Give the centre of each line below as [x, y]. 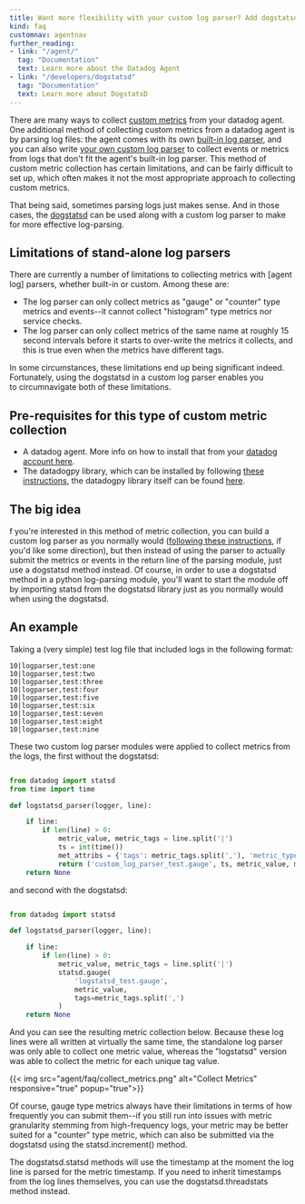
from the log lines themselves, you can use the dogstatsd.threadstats [139, 1181]
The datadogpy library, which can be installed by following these [143, 471]
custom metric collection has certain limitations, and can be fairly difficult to [151, 168]
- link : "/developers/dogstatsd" [73, 77]
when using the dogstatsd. [59, 598]
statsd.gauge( [84, 972]
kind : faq [28, 26]
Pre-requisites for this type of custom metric [138, 416]
